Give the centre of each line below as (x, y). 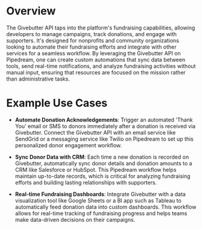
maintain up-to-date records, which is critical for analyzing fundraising (103, 176)
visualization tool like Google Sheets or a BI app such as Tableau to (98, 200)
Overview (31, 11)
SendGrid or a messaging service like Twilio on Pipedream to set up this (104, 139)
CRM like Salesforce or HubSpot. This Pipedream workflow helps (96, 169)
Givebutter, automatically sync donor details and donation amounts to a (103, 163)
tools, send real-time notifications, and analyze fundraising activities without (101, 66)
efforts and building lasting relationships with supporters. (86, 182)
